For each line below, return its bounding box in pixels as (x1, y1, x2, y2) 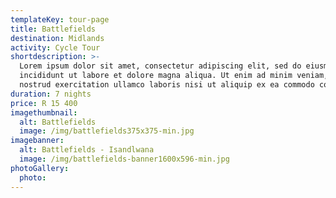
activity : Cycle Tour (10, 42, 101, 53)
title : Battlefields (10, 24, 97, 34)
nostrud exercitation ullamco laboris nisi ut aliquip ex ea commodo (19, 80, 315, 90)
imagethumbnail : (10, 107, 78, 118)
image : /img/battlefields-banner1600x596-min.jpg (19, 154, 230, 164)
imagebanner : (10, 136, 65, 146)
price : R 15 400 (10, 98, 78, 108)
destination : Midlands (10, 33, 105, 43)
